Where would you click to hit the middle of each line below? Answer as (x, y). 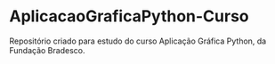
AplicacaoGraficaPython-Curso (129, 16)
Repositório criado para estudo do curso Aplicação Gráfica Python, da (138, 41)
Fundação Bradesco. (47, 50)
